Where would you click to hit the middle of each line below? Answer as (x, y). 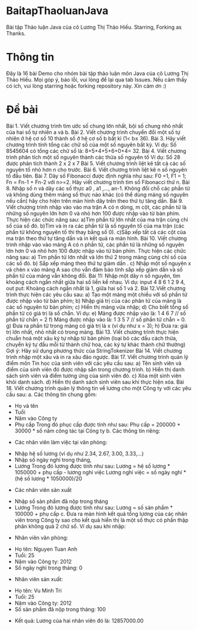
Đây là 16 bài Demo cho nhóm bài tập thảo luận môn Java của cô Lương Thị (97, 73)
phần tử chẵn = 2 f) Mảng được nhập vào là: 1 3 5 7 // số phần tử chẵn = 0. (96, 319)
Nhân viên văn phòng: (41, 537)
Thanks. (16, 33)
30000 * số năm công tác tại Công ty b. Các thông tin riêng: (87, 431)
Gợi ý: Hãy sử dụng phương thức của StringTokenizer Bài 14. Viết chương (94, 350)
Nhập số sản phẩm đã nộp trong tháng (61, 501)
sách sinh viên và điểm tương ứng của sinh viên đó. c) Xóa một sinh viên (94, 376)
